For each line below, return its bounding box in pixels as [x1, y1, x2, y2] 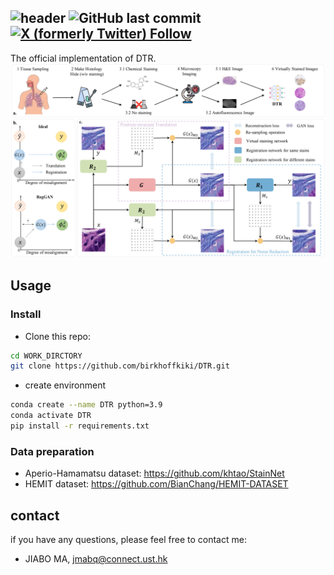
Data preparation [10, 444, 95, 458]
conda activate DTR [10, 411, 92, 421]
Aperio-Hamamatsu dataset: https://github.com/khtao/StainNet [24, 467, 285, 480]
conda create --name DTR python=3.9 [10, 400, 163, 410]
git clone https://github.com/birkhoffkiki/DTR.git [10, 361, 230, 371]
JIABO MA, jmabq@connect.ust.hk [24, 553, 168, 565]
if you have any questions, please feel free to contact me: [10, 534, 247, 546]
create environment [24, 379, 107, 391]
